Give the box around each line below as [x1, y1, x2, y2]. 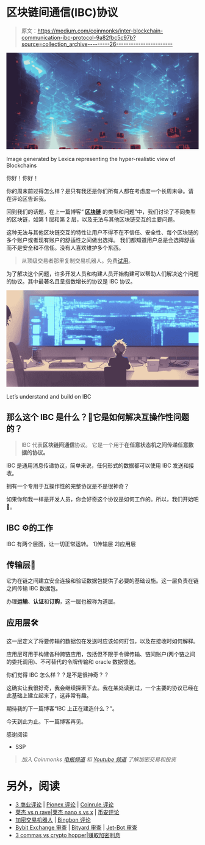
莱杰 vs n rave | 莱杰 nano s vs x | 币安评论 [15, 809, 120, 816]
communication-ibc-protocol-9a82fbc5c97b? [21, 34, 136, 41]
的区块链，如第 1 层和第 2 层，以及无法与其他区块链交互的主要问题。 [6, 216, 178, 223]
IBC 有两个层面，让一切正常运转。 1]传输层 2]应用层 [6, 540, 136, 547]
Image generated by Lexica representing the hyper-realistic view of [6, 155, 176, 162]
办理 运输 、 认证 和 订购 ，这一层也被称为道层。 [6, 598, 119, 605]
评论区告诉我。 [11, 195, 49, 202]
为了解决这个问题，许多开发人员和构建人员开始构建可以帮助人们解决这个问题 [6, 270, 199, 277]
